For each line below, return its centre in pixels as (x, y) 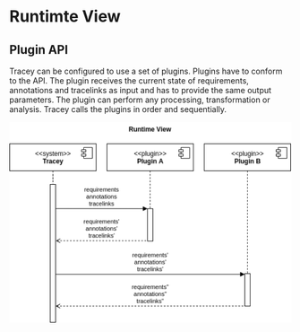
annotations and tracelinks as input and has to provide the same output (140, 90)
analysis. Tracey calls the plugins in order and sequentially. (118, 109)
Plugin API (39, 50)
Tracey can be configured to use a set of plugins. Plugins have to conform (146, 71)
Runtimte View (65, 17)
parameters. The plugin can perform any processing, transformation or (140, 100)
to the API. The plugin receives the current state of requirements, (129, 81)
